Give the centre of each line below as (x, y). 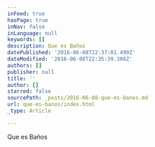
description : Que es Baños (46, 46)
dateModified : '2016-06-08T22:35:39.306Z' (70, 59)
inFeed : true (26, 14)
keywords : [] (26, 40)
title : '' (22, 78)
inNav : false (26, 26)
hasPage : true (28, 20)
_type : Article (29, 111)
